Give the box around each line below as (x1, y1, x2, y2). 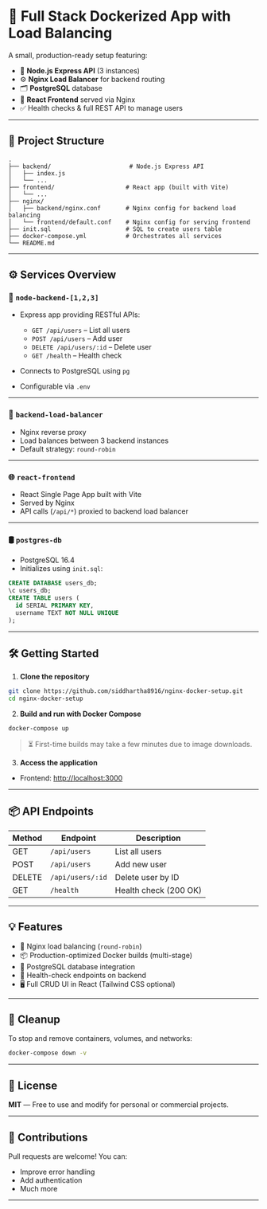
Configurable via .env (19, 381, 91, 391)
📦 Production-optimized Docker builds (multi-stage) (19, 950, 193, 960)
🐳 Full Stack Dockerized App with (8, 7, 231, 25)
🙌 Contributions (8, 1130, 88, 1144)
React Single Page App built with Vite (19, 490, 141, 499)
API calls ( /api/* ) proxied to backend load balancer (19, 507, 189, 516)
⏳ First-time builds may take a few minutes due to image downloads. (27, 740, 253, 749)
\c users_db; (8, 587, 52, 595)
